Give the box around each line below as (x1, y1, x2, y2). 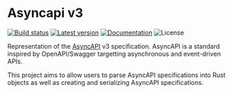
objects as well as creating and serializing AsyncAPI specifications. (7, 78, 204, 86)
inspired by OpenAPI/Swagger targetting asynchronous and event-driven (7, 49, 222, 58)
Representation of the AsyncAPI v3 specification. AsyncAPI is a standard (7, 42, 220, 50)
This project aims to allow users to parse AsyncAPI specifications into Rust (7, 71, 226, 79)
